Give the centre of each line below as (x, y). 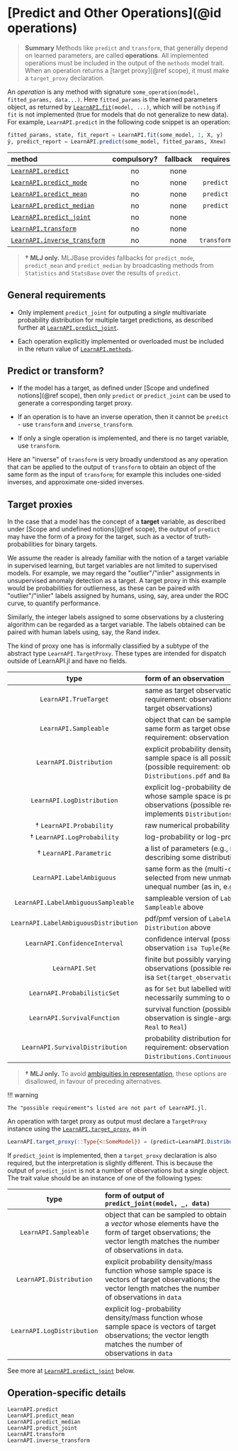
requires (215, 159)
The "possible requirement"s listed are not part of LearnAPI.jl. (107, 1108)
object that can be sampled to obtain (166, 1214)
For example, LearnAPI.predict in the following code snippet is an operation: (119, 121)
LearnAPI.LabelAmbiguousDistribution (74, 923)
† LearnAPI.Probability (74, 825)
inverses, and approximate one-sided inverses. (76, 482)
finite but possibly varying (188, 960)
